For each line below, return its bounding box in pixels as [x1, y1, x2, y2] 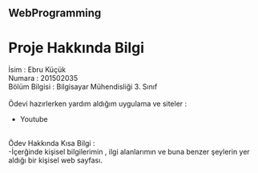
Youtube [19, 115, 48, 124]
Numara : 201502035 [8, 74, 79, 83]
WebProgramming [8, 6, 102, 20]
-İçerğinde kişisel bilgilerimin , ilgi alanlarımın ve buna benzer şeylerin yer [8, 147, 250, 157]
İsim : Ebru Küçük [8, 65, 67, 74]
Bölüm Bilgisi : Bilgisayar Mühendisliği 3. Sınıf [8, 82, 158, 91]
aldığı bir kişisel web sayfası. [8, 155, 103, 165]
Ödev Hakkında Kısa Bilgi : [8, 139, 95, 148]
